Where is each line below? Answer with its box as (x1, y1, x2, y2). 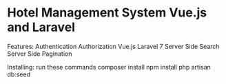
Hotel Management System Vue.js (7, 5, 207, 21)
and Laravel (7, 19, 76, 35)
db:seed (7, 70, 31, 78)
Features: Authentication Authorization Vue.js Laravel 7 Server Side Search (7, 42, 220, 50)
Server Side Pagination (7, 50, 72, 58)
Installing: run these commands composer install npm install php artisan (7, 63, 212, 71)
